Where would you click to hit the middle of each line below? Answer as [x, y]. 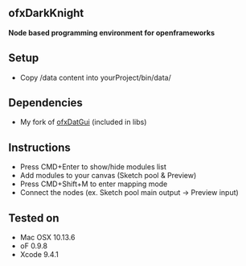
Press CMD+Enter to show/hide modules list [93, 167]
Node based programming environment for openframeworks [112, 32]
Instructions [39, 147]
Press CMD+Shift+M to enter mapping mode [94, 184]
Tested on [34, 218]
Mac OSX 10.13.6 [47, 238]
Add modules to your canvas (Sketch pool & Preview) [108, 176]
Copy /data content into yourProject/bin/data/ [95, 77]
